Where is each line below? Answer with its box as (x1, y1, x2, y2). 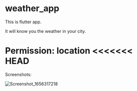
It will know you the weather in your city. (5, 28, 86, 34)
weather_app (5, 3, 59, 14)
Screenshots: (5, 71, 32, 77)
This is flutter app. (5, 19, 42, 25)
